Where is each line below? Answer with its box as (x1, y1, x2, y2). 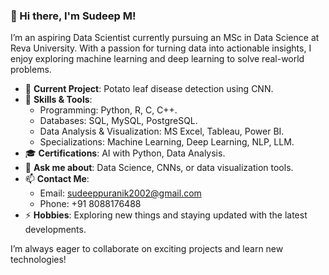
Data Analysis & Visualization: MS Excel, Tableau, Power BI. (39, 125, 285, 138)
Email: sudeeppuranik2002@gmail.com (39, 187, 202, 199)
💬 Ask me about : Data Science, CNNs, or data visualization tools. (24, 162, 294, 174)
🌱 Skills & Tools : (24, 94, 93, 106)
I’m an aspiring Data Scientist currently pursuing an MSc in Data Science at (10, 32, 320, 44)
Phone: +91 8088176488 (39, 198, 142, 210)
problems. (10, 64, 52, 76)
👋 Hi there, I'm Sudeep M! (10, 9, 137, 23)
